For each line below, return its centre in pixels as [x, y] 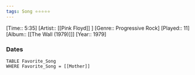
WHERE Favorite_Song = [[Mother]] [48, 66]
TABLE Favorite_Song [31, 61]
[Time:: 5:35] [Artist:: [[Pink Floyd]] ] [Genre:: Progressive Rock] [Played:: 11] [98, 28]
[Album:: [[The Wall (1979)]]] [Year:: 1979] [56, 34]
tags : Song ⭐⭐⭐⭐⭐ [28, 11]
